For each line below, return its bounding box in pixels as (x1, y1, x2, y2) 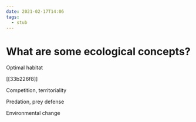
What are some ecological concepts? (6, 45, 191, 58)
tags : (6, 14, 19, 20)
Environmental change (6, 110, 60, 117)
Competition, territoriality (6, 87, 67, 94)
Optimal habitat (6, 64, 43, 71)
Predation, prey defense (6, 98, 65, 106)
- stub (11, 19, 28, 25)
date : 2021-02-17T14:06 (6, 8, 65, 15)
